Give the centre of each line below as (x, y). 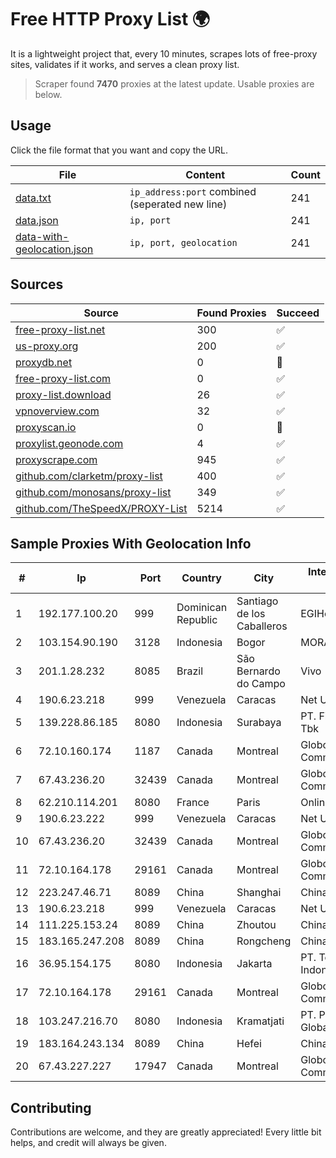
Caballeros (262, 626)
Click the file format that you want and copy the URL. (119, 150)
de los (251, 614)
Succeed (298, 313)
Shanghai (259, 893)
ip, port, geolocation (183, 242)
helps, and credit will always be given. (88, 1143)
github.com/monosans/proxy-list (93, 492)
